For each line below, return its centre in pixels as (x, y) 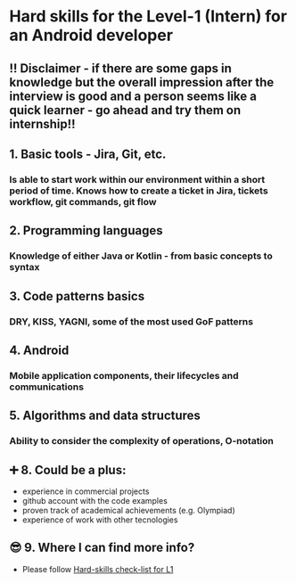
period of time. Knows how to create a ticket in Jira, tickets (139, 191)
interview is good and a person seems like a (133, 96)
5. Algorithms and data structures (105, 416)
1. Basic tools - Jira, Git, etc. (88, 154)
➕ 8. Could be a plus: (68, 470)
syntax (25, 267)
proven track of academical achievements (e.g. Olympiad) (129, 510)
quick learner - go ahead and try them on (125, 110)
